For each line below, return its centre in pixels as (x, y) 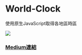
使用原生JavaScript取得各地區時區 (41, 23)
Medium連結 (21, 47)
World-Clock (33, 9)
